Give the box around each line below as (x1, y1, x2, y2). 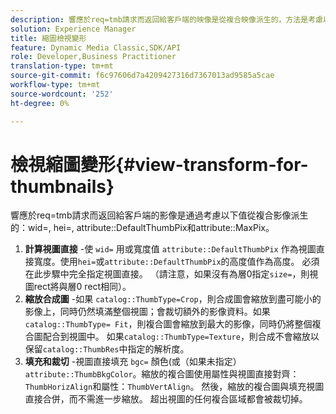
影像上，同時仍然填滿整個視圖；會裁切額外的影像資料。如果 (24, 306, 271, 318)
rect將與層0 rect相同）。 (33, 281, 132, 293)
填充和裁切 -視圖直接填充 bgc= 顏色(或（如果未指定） (24, 356, 242, 368)
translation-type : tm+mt (10, 61, 114, 71)
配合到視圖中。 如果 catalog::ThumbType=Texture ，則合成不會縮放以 (42, 331, 320, 343)
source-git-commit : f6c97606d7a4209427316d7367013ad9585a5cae (10, 71, 275, 81)
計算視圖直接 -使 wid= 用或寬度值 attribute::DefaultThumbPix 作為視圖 (24, 243, 317, 255)
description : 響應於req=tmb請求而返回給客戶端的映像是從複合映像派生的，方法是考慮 (10, 14, 323, 25)
